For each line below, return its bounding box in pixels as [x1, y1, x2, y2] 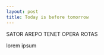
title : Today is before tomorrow [6, 14, 89, 20]
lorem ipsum [6, 42, 37, 49]
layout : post [6, 8, 39, 15]
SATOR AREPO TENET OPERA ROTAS [6, 30, 98, 37]
